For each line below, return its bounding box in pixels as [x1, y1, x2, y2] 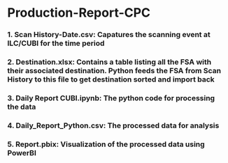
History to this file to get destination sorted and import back [7, 75, 215, 84]
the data [7, 102, 36, 111]
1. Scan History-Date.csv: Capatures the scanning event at [7, 30, 211, 40]
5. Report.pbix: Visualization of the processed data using [7, 139, 205, 149]
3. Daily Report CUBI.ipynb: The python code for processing [7, 93, 215, 102]
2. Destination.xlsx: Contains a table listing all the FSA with [7, 57, 212, 67]
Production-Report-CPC [7, 5, 151, 21]
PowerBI [7, 148, 37, 157]
